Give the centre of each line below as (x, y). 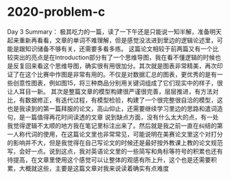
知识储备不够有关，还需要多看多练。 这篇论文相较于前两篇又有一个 (119, 49)
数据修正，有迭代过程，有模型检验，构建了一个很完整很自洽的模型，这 (124, 100)
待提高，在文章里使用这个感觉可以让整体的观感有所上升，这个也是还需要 (109, 160)
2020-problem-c (56, 12)
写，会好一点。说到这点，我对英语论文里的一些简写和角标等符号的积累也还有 (115, 151)
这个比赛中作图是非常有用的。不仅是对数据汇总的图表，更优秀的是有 (121, 74)
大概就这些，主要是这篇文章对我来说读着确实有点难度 (94, 168)
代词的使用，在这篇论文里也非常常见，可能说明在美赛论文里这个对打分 (124, 134)
